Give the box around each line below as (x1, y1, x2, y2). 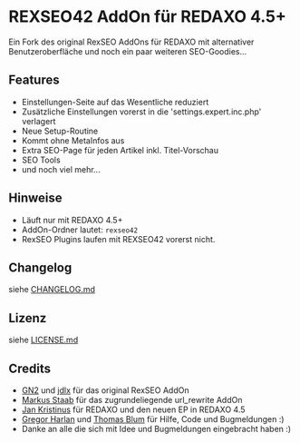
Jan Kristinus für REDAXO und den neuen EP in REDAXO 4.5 (21, 404, 246, 415)
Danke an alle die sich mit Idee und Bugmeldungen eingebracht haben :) (21, 424, 292, 434)
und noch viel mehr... (21, 163, 101, 174)
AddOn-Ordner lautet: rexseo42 (21, 224, 138, 235)
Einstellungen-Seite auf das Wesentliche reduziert (21, 96, 209, 107)
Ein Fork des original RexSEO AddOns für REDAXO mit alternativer (8, 36, 255, 47)
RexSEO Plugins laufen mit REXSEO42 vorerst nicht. (21, 233, 216, 244)
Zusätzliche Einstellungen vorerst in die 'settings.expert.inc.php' (21, 106, 262, 117)
